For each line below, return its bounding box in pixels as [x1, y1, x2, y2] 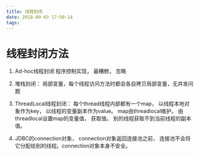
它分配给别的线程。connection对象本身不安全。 [14, 143, 131, 150]
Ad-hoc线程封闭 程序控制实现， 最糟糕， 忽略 [14, 67, 127, 75]
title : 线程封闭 [6, 8, 43, 15]
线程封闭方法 [6, 47, 70, 60]
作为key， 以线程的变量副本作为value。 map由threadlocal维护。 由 [20, 108, 184, 115]
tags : [6, 20, 20, 25]
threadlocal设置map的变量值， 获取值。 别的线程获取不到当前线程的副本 [14, 115, 192, 122]
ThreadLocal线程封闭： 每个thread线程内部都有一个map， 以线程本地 [14, 100, 185, 107]
